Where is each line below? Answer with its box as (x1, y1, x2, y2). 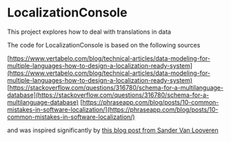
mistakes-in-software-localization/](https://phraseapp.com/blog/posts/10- (7, 105, 219, 113)
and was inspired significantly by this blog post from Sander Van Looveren (7, 126, 219, 134)
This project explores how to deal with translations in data (7, 28, 171, 36)
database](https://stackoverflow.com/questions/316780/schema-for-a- (7, 91, 209, 99)
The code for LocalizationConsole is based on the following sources (7, 41, 201, 49)
